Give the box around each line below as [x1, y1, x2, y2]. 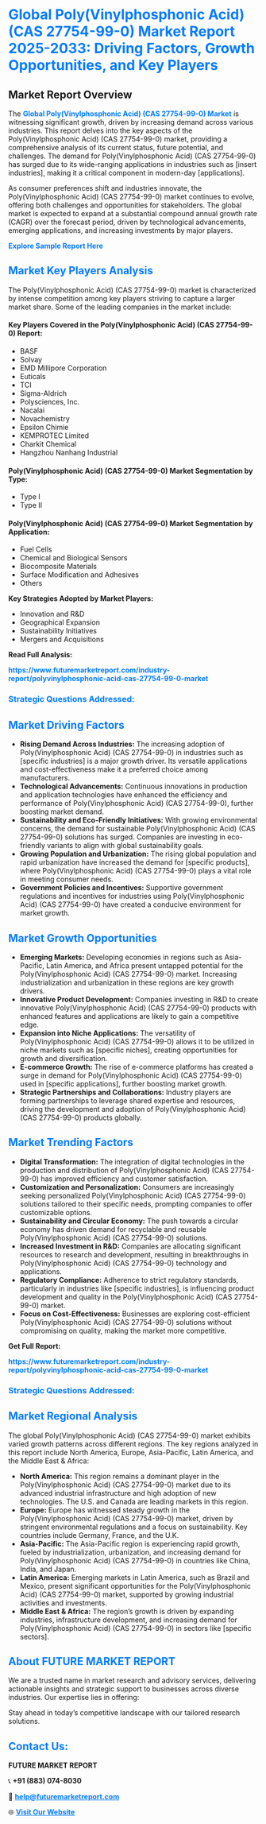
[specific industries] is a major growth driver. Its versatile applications [19, 757, 248, 766]
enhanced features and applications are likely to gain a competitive [19, 1011, 240, 1020]
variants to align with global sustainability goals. [47, 841, 204, 850]
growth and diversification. [19, 1053, 108, 1063]
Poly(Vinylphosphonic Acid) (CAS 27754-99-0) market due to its [19, 1480, 232, 1489]
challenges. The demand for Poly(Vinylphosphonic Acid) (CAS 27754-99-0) [8, 151, 256, 161]
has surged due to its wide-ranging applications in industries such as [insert [8, 160, 257, 168]
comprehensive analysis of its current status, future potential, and [8, 143, 224, 152]
